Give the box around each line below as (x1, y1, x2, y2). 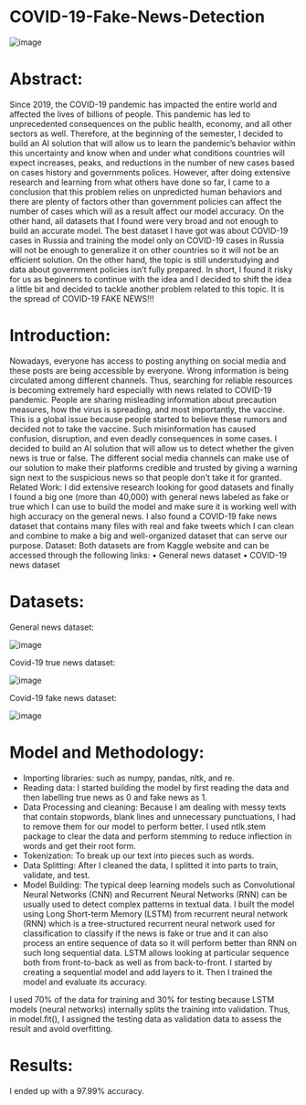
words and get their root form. (22, 840, 137, 851)
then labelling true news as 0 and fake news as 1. (22, 792, 207, 802)
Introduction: (9, 325, 111, 346)
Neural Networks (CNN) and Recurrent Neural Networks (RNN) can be (22, 888, 288, 899)
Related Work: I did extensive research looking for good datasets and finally (9, 482, 294, 493)
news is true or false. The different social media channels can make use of (9, 452, 290, 463)
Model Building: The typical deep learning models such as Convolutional (22, 879, 295, 890)
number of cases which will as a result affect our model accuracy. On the (9, 206, 285, 217)
